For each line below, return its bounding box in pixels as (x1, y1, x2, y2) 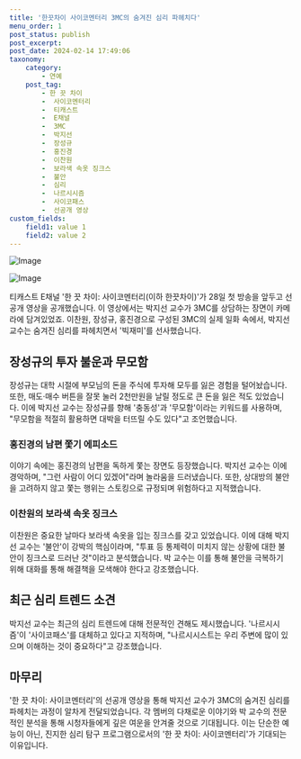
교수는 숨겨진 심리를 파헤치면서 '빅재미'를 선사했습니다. (9, 325, 202, 336)
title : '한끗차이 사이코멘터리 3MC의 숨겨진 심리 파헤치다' (9, 13, 201, 23)
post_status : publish (9, 30, 91, 39)
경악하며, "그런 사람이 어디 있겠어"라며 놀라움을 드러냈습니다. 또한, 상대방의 (9, 472, 273, 483)
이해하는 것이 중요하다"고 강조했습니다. (25, 640, 163, 651)
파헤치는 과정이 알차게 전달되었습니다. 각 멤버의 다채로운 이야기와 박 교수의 (9, 706, 271, 717)
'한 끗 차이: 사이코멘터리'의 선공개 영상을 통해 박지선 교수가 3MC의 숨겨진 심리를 (9, 695, 290, 706)
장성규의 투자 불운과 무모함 (9, 354, 148, 369)
